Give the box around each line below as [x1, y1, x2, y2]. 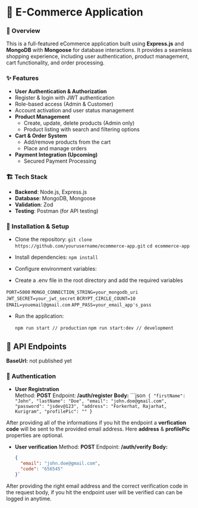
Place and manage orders [23, 144, 87, 151]
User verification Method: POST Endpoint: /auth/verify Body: [14, 444, 168, 451]
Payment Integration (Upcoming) [14, 151, 98, 158]
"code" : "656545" [20, 466, 64, 472]
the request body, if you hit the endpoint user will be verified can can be [6, 488, 183, 495]
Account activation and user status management [14, 107, 134, 114]
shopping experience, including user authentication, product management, [6, 53, 189, 60]
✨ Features [6, 74, 39, 82]
